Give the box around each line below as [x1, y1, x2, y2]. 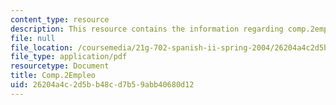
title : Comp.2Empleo [10, 71, 97, 81]
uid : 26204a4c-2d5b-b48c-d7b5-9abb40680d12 [10, 80, 195, 90]
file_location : [10, 42, 74, 53]
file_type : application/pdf [10, 52, 128, 62]
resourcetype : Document [10, 61, 110, 71]
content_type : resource [10, 14, 110, 25]
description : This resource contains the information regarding [10, 24, 284, 34]
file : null [10, 33, 56, 43]
